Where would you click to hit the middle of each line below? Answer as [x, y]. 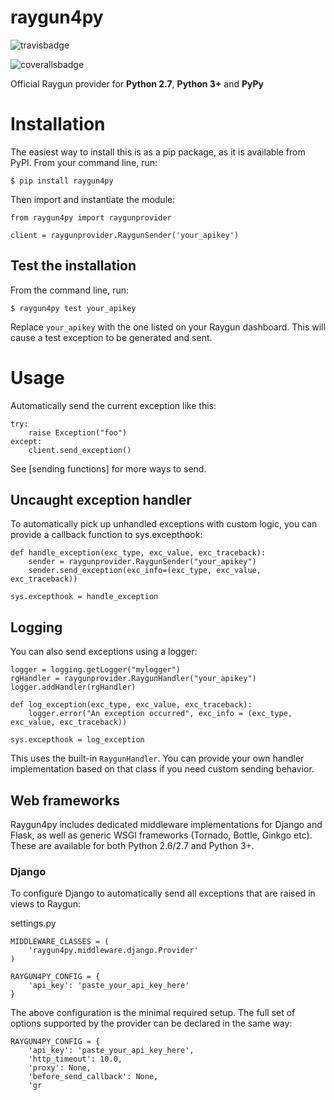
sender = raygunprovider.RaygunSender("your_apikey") [142, 562]
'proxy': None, [60, 1068]
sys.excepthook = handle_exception [84, 597]
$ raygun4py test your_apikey [73, 308]
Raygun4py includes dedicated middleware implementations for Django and [166, 825]
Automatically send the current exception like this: [113, 405]
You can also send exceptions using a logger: [104, 652]
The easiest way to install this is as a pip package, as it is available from [158, 152]
